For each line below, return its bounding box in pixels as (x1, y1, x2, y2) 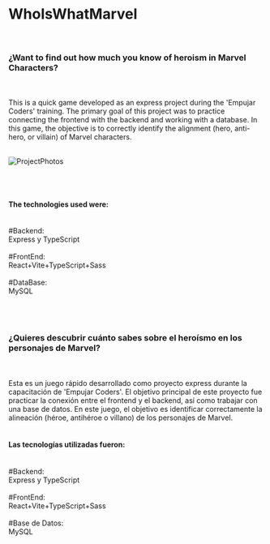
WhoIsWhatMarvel (8, 5, 138, 24)
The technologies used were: (8, 199, 109, 209)
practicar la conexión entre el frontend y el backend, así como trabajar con (8, 395, 258, 405)
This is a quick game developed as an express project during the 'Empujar (8, 98, 256, 108)
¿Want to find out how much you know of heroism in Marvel (8, 52, 246, 63)
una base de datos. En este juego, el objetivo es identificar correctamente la (8, 404, 263, 413)
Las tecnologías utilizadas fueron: (8, 439, 126, 450)
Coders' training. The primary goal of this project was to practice (8, 106, 225, 116)
